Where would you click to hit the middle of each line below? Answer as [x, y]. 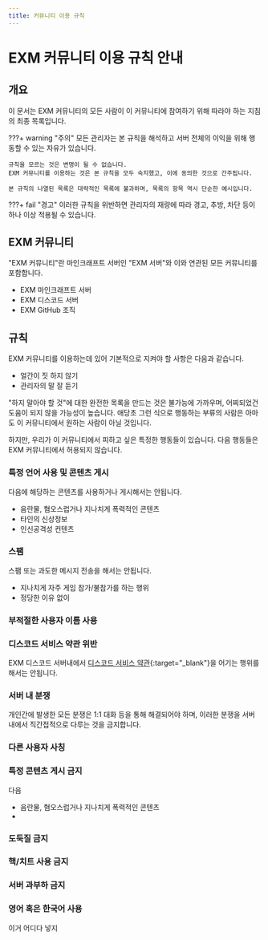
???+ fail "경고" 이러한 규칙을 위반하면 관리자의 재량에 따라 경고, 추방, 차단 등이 [132, 205]
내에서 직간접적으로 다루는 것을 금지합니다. [75, 725]
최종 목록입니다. [41, 120]
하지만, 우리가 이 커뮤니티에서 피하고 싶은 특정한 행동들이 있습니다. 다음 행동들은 [134, 440]
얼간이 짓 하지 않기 [49, 376]
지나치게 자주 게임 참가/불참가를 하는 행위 [85, 587]
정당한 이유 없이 [45, 598]
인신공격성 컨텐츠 [47, 529]
